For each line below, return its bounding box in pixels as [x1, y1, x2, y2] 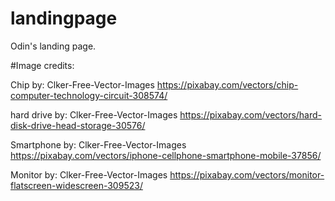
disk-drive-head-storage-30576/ [10, 119, 146, 131]
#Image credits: [10, 59, 75, 71]
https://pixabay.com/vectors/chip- [156, 78, 299, 91]
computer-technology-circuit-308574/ [10, 89, 168, 101]
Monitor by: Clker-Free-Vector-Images [10, 168, 168, 181]
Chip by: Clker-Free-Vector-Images [10, 78, 155, 91]
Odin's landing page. [10, 40, 97, 52]
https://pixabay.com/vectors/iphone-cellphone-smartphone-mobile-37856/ [10, 149, 322, 161]
